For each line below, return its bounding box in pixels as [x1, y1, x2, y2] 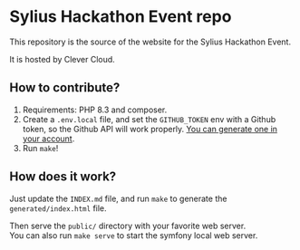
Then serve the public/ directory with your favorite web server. [9, 220, 247, 231]
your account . [22, 133, 75, 144]
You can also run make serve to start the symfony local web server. [9, 229, 258, 241]
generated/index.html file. [9, 202, 107, 214]
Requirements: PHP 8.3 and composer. [22, 104, 168, 115]
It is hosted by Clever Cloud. [9, 53, 115, 64]
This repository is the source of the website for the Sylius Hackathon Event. [9, 36, 292, 47]
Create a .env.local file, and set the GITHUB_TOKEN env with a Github [22, 113, 276, 124]
